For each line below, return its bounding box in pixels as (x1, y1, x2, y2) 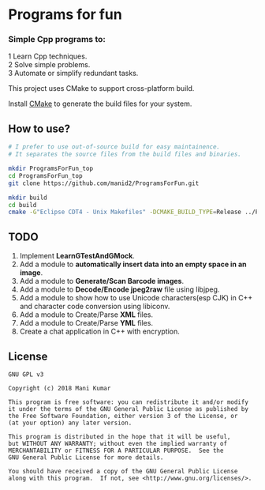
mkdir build (8, 194, 47, 202)
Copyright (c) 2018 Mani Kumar (8, 384, 111, 392)
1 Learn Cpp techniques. (8, 51, 88, 61)
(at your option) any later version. (8, 419, 132, 427)
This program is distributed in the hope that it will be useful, (8, 432, 231, 440)
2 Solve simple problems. (8, 60, 91, 70)
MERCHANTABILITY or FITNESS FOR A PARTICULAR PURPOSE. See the (8, 447, 224, 454)
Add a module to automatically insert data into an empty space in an (19, 259, 247, 269)
